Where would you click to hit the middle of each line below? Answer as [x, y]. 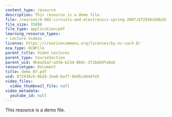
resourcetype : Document [31, 67]
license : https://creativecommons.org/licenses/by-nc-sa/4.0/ [73, 43]
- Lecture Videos [24, 39]
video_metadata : [23, 91]
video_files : [19, 81]
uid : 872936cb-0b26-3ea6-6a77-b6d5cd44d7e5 [52, 77]
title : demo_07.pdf [26, 72]
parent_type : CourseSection [35, 57]
